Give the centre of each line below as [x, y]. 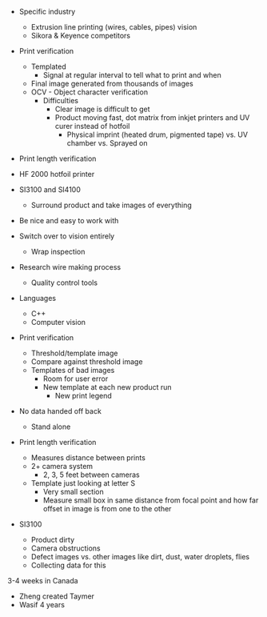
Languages [38, 298]
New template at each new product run [107, 387]
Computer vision [58, 322]
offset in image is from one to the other [107, 509]
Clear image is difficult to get [102, 109]
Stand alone [51, 427]
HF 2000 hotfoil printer [57, 174]
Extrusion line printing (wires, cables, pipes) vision [114, 27]
